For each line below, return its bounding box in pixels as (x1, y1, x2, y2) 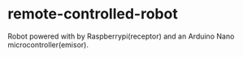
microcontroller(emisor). (7, 39, 89, 49)
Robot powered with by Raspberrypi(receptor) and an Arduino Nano (7, 31, 235, 41)
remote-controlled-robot (7, 5, 178, 23)
